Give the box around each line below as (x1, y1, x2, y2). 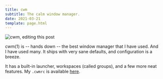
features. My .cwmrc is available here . (5, 69, 81, 75)
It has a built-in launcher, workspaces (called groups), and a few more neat (5, 63, 157, 69)
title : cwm (5, 7, 27, 12)
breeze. (5, 54, 21, 60)
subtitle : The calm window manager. (5, 12, 80, 17)
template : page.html (5, 20, 48, 26)
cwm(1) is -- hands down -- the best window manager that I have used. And (5, 43, 159, 49)
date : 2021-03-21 (5, 16, 41, 21)
